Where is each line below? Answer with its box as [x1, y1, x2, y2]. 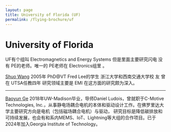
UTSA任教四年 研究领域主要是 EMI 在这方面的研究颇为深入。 [11, 80, 137, 86]
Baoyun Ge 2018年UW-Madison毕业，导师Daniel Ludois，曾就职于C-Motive [5, 95, 164, 102]
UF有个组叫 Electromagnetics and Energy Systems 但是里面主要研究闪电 [5, 57, 157, 63]
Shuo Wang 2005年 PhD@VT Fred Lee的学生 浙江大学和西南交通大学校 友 [5, 73, 160, 80]
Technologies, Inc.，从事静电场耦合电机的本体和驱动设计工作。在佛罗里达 [5, 102, 160, 108]
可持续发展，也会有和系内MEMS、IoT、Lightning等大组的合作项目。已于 [5, 115, 157, 121]
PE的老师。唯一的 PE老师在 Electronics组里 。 [11, 63, 107, 69]
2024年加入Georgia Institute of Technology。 [5, 121, 101, 127]
